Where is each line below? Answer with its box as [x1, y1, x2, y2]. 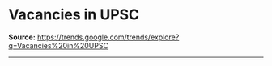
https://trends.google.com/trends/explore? [37, 32, 180, 42]
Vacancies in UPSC [8, 6, 140, 24]
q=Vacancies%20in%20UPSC [8, 40, 109, 50]
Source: [8, 32, 36, 42]
